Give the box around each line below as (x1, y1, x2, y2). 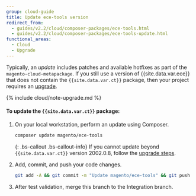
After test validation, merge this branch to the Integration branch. (14, 183, 173, 190)
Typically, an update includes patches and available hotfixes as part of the (6, 64, 188, 71)
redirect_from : (6, 20, 44, 26)
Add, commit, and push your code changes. (14, 161, 122, 168)
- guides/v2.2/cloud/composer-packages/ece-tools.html (11, 25, 150, 31)
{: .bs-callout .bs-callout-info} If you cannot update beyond (14, 143, 160, 150)
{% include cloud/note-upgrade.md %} (6, 94, 102, 101)
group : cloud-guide (6, 8, 54, 15)
